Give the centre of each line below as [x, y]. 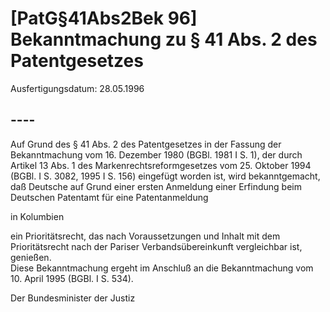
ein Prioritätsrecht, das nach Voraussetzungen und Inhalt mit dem [145, 236]
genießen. [31, 257]
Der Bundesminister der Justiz [73, 298]
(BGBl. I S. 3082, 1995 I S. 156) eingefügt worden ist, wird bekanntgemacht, [165, 176]
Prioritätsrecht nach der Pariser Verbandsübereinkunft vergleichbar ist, [156, 246]
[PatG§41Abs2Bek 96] [104, 18]
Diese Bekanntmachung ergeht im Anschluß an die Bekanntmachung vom [162, 268]
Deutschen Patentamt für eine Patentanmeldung [109, 197]
